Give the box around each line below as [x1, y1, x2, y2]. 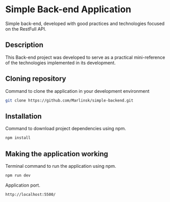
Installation [5, 112, 42, 120]
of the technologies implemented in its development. [5, 60, 116, 66]
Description [5, 41, 43, 49]
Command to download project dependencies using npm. [5, 125, 126, 132]
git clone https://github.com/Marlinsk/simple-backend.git [5, 98, 134, 103]
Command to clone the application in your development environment [5, 88, 150, 94]
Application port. [5, 182, 41, 188]
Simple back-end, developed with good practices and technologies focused [5, 20, 165, 27]
